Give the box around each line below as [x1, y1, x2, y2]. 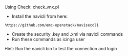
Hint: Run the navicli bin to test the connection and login [4, 46, 117, 51]
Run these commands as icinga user [11, 36, 85, 42]
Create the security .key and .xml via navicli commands [11, 31, 123, 37]
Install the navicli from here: [11, 14, 68, 19]
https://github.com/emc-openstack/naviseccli [4, 23, 99, 28]
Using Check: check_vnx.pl [4, 4, 59, 10]
